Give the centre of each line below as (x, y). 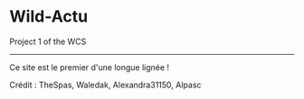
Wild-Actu (49, 17)
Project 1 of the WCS (48, 41)
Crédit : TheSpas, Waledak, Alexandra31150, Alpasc (105, 85)
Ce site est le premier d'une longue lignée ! (90, 67)
